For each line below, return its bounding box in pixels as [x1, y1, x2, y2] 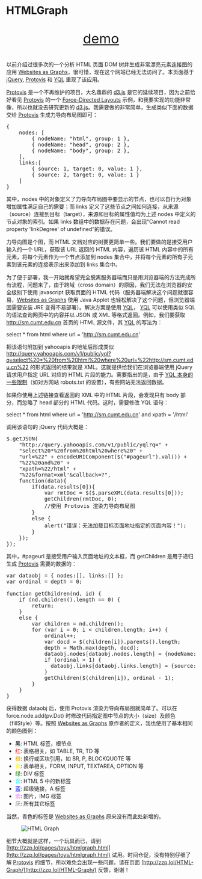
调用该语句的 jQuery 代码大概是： [6, 424, 89, 431]
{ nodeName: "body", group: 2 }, [31, 147, 130, 154]
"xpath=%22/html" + [19, 466, 76, 472]
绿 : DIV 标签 [14, 770, 45, 777]
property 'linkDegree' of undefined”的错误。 [6, 226, 116, 233]
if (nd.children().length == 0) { [19, 596, 121, 603]
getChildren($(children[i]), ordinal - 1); [44, 674, 174, 682]
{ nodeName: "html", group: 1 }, [31, 135, 130, 142]
